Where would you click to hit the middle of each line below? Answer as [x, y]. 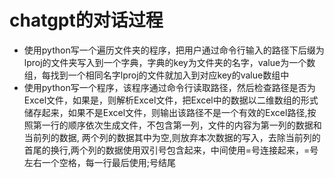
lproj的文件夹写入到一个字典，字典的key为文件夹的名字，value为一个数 [169, 62]
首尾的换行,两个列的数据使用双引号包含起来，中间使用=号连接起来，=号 [171, 150]
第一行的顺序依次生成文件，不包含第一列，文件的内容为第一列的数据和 [177, 125]
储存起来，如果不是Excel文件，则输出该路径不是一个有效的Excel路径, [165, 112]
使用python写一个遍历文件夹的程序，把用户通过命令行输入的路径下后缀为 [174, 50]
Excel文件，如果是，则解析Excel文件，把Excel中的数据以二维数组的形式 [171, 100]
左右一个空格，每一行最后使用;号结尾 [100, 162]
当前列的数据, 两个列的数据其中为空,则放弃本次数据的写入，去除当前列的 [172, 137]
